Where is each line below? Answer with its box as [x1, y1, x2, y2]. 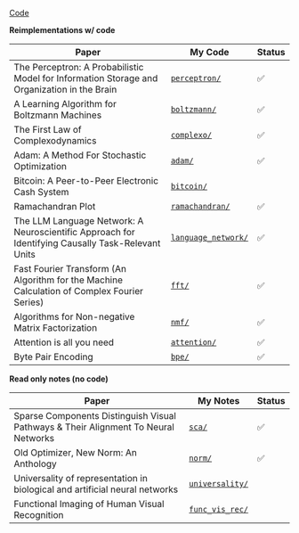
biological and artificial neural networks [13, 483, 179, 496]
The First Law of [13, 124, 82, 135]
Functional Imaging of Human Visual [13, 498, 165, 510]
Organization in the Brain [13, 84, 117, 95]
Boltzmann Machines [13, 109, 102, 121]
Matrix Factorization [13, 322, 98, 333]
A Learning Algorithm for [13, 98, 117, 110]
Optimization [13, 160, 68, 172]
